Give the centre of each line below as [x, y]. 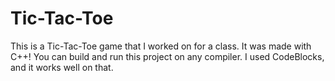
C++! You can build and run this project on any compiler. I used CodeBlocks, [167, 56]
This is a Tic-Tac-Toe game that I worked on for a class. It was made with [161, 46]
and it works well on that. [62, 67]
